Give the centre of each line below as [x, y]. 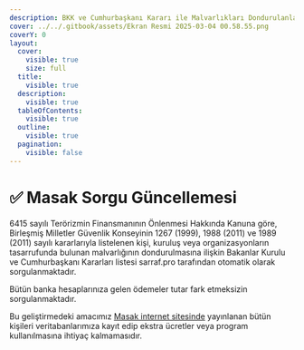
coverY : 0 [28, 34]
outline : [34, 128]
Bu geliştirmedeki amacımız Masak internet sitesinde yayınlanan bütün [140, 316]
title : [30, 77]
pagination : [40, 144]
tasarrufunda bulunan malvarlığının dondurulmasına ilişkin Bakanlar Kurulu [147, 252]
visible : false [54, 152]
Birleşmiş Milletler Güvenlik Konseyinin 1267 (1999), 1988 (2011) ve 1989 [143, 233]
